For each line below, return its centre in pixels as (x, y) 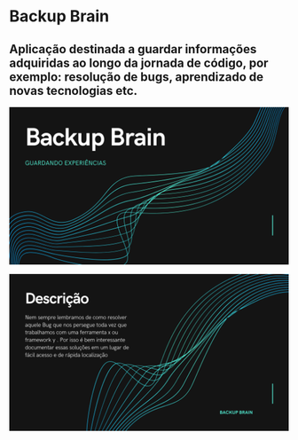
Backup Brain (59, 16)
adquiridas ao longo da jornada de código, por (139, 63)
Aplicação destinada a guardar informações (133, 49)
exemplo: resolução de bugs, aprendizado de (137, 77)
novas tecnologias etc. (74, 90)
